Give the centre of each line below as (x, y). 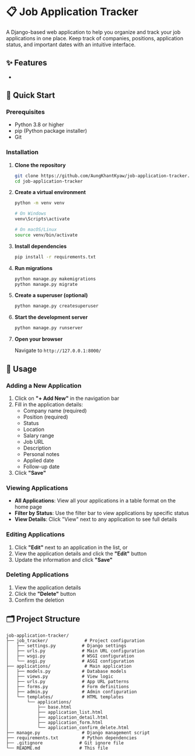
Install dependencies (41, 246)
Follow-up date (41, 467)
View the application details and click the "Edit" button (81, 553)
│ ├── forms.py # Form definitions (68, 686)
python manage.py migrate (46, 284)
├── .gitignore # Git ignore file (65, 743)
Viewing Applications (37, 488)
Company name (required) (55, 410)
